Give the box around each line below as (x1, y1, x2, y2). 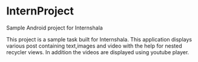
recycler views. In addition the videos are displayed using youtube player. (6, 48, 190, 55)
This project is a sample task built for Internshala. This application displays (6, 36, 193, 43)
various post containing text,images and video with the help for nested (6, 42, 183, 49)
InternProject (6, 4, 74, 18)
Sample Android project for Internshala (6, 24, 103, 31)
